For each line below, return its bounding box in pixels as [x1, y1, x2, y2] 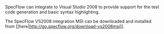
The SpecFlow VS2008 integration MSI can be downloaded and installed [5, 19, 152, 24]
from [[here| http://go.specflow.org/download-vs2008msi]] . [5, 23, 125, 29]
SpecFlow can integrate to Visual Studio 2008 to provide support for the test [5, 4, 159, 10]
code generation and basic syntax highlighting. [5, 9, 100, 15]
